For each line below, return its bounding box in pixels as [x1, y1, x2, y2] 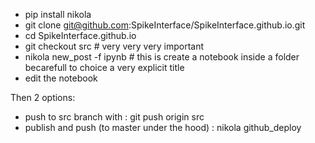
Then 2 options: [10, 92, 76, 103]
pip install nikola [24, 9, 92, 20]
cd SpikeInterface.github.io [24, 30, 137, 41]
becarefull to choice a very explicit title [24, 62, 185, 73]
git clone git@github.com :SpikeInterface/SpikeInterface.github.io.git [24, 19, 306, 31]
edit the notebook [24, 72, 98, 84]
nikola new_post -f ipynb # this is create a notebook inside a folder [24, 51, 300, 63]
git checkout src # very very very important [24, 40, 205, 52]
